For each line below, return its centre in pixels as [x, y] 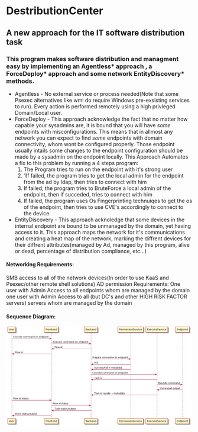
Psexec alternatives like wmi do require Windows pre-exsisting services [102, 100]
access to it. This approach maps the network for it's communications [100, 232]
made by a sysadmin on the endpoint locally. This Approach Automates [101, 157]
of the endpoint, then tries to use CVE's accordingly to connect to [103, 207]
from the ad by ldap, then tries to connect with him [85, 182]
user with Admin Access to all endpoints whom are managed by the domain [98, 291]
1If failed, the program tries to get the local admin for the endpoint [104, 175]
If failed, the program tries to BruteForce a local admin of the [97, 188]
